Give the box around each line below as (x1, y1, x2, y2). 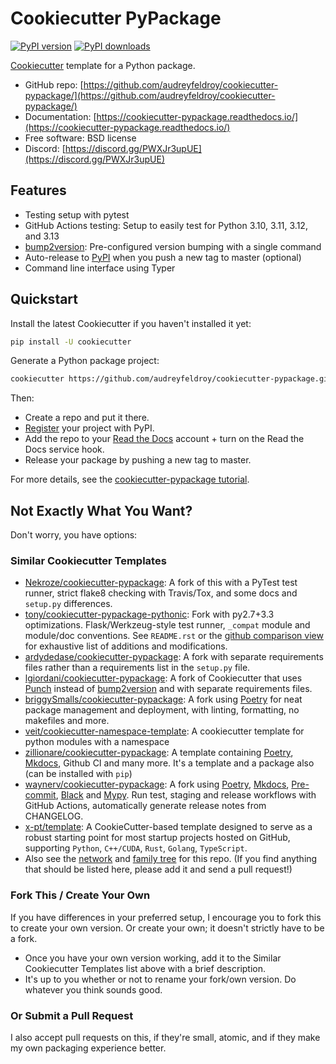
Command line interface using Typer (24, 262, 176, 274)
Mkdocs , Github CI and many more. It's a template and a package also (24, 757, 315, 769)
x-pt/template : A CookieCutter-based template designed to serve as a (24, 821, 313, 833)
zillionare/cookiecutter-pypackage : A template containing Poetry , (24, 747, 294, 759)
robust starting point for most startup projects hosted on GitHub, (24, 832, 291, 844)
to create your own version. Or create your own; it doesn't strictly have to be (10, 922, 325, 934)
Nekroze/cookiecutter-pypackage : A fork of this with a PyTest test (24, 577, 298, 589)
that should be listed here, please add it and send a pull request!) (24, 863, 293, 876)
